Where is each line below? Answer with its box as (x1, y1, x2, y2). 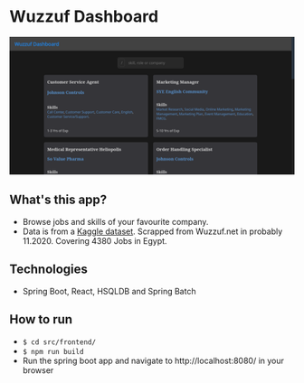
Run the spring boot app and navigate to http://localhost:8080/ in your (22, 355, 285, 366)
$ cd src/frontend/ (22, 337, 97, 347)
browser (22, 364, 54, 376)
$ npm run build (22, 347, 84, 356)
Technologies (9, 262, 89, 277)
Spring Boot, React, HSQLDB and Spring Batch (22, 285, 196, 296)
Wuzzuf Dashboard (9, 6, 159, 27)
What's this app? (9, 192, 108, 208)
